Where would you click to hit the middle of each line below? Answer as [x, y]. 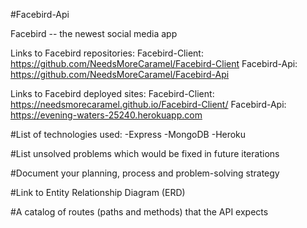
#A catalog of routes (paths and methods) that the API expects [139, 212]
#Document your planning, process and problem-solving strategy [145, 173]
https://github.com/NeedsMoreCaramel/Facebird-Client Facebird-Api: [154, 63]
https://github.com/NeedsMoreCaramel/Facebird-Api [120, 74]
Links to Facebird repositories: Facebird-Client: [107, 53]
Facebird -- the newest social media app [94, 33]
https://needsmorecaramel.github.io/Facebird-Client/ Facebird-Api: [148, 104]
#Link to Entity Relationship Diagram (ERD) [98, 192]
